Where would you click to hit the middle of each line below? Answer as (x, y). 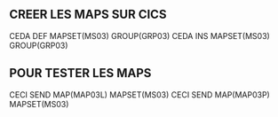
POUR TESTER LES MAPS (80, 73)
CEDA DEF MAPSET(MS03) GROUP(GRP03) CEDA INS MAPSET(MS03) (140, 35)
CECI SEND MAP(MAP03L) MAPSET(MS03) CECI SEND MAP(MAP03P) (140, 94)
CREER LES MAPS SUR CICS (88, 15)
